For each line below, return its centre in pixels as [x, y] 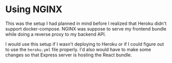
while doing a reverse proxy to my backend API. [56, 34]
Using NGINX [34, 9]
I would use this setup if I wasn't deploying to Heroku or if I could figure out [85, 44]
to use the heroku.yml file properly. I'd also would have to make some [78, 49]
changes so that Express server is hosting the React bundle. [69, 55]
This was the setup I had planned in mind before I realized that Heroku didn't [86, 23]
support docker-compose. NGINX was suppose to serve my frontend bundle [86, 28]
